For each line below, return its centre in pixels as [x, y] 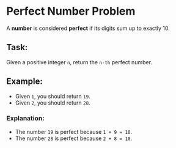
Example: [24, 82]
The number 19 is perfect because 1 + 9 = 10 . [74, 131]
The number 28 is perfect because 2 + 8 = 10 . [74, 138]
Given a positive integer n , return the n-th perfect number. [79, 62]
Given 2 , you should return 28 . [53, 103]
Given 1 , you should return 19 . [53, 96]
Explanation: [25, 119]
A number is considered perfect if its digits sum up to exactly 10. [88, 28]
